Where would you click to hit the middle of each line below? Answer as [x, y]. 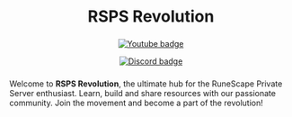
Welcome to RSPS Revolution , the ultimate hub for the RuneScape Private [146, 84]
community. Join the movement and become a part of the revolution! [136, 103]
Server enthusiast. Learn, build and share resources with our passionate [143, 94]
